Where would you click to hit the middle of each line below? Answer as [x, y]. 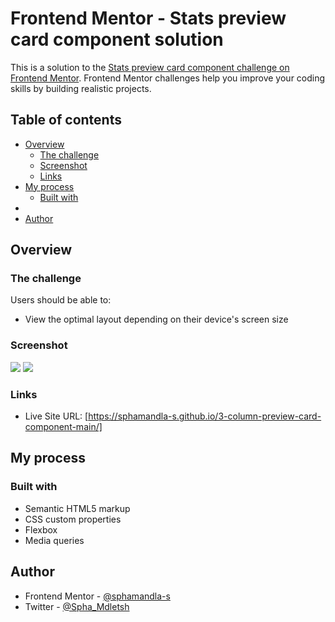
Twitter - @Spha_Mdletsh [77, 606]
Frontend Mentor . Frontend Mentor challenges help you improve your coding [168, 78]
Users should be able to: [61, 300]
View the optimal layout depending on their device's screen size [156, 319]
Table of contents [66, 120]
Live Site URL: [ [56, 416]
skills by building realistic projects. [81, 88]
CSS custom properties [73, 519]
